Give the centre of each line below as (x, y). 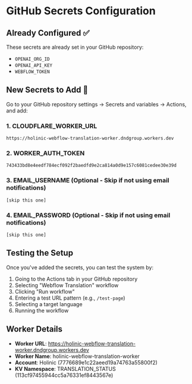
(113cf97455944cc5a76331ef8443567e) (64, 375)
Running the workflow (42, 310)
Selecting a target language (48, 304)
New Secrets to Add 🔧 (47, 90)
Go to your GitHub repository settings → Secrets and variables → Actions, (96, 104)
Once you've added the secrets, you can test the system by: (80, 267)
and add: (17, 111)
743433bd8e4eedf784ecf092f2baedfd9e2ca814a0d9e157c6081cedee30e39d (92, 166)
